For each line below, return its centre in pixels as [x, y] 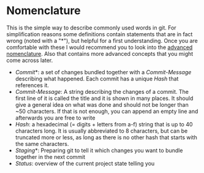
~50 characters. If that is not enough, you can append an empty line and [107, 111]
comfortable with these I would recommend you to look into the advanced [100, 47]
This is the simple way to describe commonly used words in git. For [91, 28]
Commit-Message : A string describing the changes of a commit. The [102, 91]
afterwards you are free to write [55, 118]
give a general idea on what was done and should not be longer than [102, 104]
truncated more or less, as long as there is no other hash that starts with [106, 137]
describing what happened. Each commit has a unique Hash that [97, 79]
